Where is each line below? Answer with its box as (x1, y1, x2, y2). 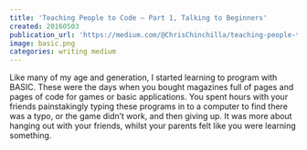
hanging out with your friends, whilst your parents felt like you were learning (9, 120, 297, 132)
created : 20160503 (9, 22, 79, 31)
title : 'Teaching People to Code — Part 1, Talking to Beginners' (9, 13, 268, 23)
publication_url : (9, 30, 76, 39)
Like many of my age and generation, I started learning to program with (9, 72, 278, 83)
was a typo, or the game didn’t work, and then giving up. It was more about (9, 111, 292, 122)
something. (9, 130, 52, 141)
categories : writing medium (9, 47, 117, 56)
